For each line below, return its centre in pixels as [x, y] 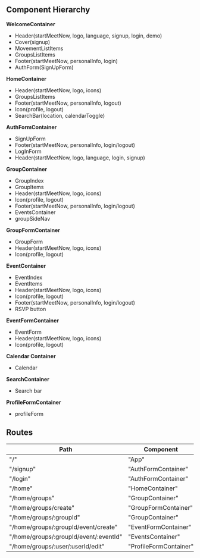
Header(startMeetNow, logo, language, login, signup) [80, 158]
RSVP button [30, 309]
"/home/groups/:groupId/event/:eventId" [66, 537]
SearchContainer [28, 379]
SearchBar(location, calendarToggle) [60, 115]
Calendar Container [31, 356]
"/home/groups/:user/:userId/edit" [57, 546]
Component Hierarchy [48, 10]
